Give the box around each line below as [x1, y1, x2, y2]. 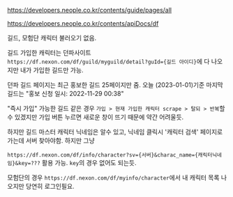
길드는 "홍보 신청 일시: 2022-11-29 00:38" [7, 90, 124, 97]
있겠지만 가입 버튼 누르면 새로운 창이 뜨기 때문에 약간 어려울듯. [14, 113, 184, 121]
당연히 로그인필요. [25, 182, 75, 190]
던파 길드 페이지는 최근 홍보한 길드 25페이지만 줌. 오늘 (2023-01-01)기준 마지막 [7, 81, 223, 89]
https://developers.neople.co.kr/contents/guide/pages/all [7, 6, 172, 14]
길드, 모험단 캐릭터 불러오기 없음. [7, 34, 97, 42]
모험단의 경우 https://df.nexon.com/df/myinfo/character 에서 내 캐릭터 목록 [7, 173, 220, 182]
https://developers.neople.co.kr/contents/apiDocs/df [7, 19, 159, 27]
